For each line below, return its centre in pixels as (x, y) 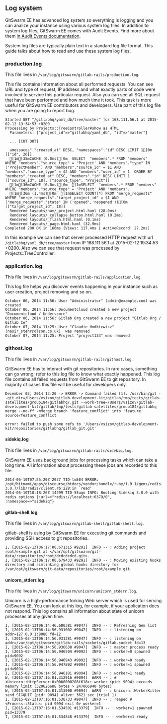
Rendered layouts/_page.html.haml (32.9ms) (55, 224)
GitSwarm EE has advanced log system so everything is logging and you (79, 20)
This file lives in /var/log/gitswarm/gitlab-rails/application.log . (73, 277)
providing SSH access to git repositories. (47, 538)
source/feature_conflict (31, 415)
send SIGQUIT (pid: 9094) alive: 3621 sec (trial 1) (61, 695)
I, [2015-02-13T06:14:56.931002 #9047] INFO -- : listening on (73, 630)
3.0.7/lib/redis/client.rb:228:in (41, 488)
